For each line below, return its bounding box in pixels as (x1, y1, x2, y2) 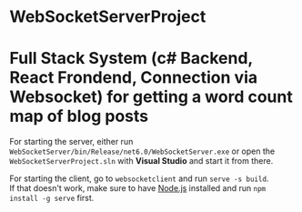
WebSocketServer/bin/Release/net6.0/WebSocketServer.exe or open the (9, 146, 276, 156)
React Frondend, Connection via (9, 67, 257, 88)
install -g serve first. (9, 193, 95, 204)
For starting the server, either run (9, 136, 134, 147)
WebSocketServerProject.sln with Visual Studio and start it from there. (9, 156, 274, 167)
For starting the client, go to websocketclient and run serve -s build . (9, 173, 269, 184)
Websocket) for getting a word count (9, 86, 293, 107)
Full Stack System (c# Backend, (9, 48, 253, 69)
